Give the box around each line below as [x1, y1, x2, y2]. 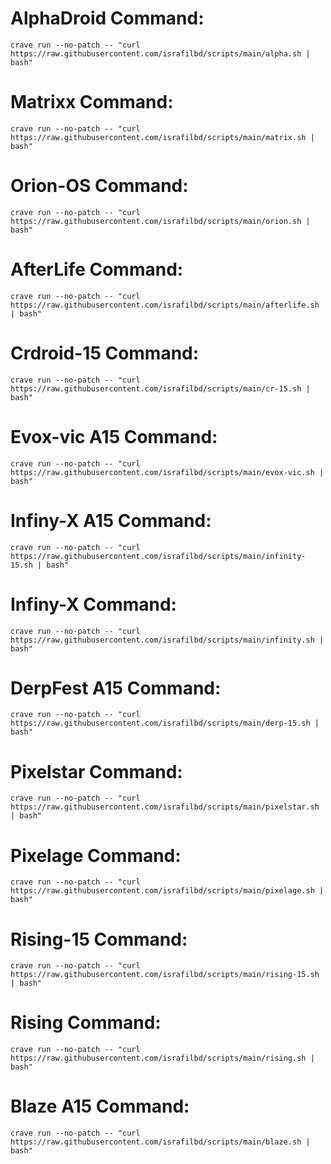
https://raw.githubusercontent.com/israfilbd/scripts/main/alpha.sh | [10, 48, 311, 59]
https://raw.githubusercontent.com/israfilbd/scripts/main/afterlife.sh [10, 300, 320, 310]
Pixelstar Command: [10, 760, 183, 783]
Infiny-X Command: [10, 593, 177, 616]
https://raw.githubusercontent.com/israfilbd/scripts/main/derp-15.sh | [10, 718, 320, 729]
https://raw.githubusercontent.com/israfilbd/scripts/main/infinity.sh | [10, 635, 325, 645]
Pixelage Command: [10, 844, 182, 867]
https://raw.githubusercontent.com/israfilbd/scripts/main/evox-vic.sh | [10, 467, 325, 477]
